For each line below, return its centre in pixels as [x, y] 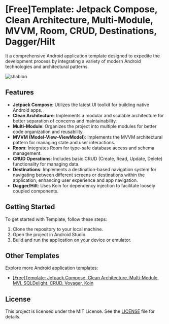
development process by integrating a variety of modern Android [73, 61]
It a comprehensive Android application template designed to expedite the [82, 56]
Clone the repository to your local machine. [58, 229]
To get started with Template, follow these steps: [56, 219]
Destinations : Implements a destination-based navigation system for [84, 169]
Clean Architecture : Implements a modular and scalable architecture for [88, 115]
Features [20, 92]
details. [13, 317]
